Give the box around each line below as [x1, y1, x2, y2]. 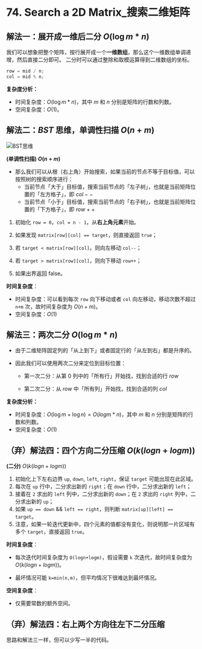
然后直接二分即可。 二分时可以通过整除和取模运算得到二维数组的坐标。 [16, 56, 193, 63]
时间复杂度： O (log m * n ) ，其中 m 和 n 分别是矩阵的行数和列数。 [14, 98, 175, 106]
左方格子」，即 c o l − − [40, 191, 93, 198]
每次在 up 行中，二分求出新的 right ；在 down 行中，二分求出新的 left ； [14, 483, 192, 490]
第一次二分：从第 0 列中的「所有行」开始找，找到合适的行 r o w [24, 372, 179, 380]
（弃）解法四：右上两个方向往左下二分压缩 [6, 619, 165, 629]
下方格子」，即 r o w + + [40, 206, 95, 213]
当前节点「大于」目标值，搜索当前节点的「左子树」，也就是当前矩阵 [24, 183, 191, 190]
